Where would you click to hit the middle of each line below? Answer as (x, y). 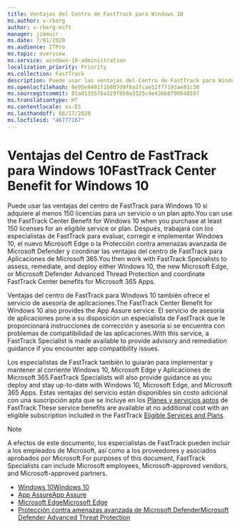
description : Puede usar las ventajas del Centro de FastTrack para (111, 80)
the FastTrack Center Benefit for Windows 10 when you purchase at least (115, 220)
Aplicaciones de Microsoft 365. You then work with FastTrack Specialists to (117, 258)
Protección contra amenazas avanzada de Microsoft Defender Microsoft (123, 509)
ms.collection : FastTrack (46, 73)
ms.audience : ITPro (36, 47)
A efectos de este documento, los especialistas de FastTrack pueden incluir (119, 442)
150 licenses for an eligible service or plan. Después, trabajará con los (110, 228)
